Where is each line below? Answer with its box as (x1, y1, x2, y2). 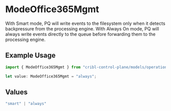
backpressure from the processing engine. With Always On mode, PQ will (5, 25, 159, 31)
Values (5, 88, 28, 96)
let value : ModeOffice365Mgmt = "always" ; (5, 73, 97, 79)
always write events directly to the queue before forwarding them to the (5, 31, 156, 37)
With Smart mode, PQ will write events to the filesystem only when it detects (5, 20, 165, 26)
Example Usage (5, 51, 56, 60)
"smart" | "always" (5, 101, 47, 106)
